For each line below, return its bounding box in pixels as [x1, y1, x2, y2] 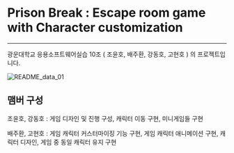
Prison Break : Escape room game [7, 5, 206, 21]
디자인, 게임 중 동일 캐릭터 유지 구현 [19, 138, 117, 146]
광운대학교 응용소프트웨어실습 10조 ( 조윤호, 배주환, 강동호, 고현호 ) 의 [7, 50, 196, 58]
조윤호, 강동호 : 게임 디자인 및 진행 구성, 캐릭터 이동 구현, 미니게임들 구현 [7, 114, 203, 122]
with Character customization [7, 19, 183, 35]
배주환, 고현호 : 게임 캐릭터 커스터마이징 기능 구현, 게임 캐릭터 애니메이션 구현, [7, 129, 219, 137]
